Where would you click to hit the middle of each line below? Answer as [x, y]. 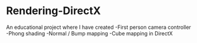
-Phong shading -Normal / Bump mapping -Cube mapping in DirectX [89, 33]
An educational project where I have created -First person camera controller [99, 27]
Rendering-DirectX [54, 11]
